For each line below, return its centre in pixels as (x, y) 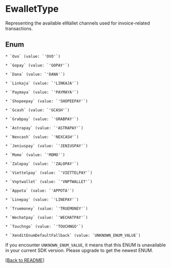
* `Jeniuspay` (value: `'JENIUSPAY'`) (47, 146)
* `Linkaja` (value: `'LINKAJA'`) (42, 83)
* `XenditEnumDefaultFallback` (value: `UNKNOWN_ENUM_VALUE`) (73, 235)
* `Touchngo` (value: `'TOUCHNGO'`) (44, 226)
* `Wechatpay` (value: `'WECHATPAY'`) (47, 217)
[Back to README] (25, 260)
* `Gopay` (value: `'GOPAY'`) (38, 65)
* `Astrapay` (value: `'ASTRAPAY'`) (44, 128)
